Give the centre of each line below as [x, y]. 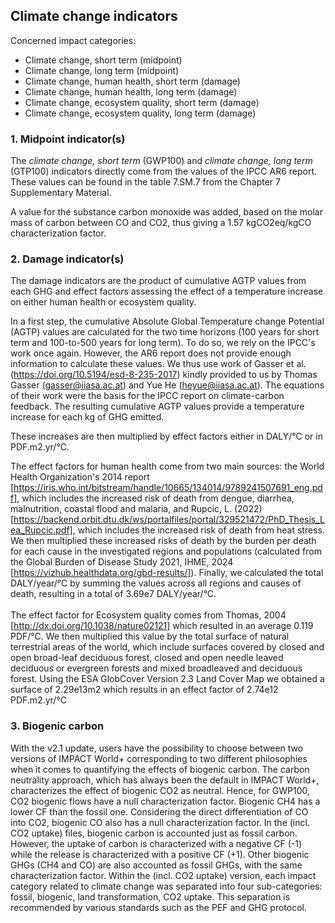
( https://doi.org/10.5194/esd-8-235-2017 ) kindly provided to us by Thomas [164, 375]
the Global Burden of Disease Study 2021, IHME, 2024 [122, 562]
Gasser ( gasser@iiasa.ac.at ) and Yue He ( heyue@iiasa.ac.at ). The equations [167, 385]
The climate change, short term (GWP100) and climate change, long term [161, 161]
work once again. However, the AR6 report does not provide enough [151, 353]
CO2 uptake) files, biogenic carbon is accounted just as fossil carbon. [154, 833]
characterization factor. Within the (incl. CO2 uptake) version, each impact [163, 875]
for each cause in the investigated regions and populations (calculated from [166, 551]
